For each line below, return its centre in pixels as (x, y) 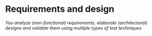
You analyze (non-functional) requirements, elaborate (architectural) (77, 23)
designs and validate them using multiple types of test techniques (73, 28)
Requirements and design (60, 9)
